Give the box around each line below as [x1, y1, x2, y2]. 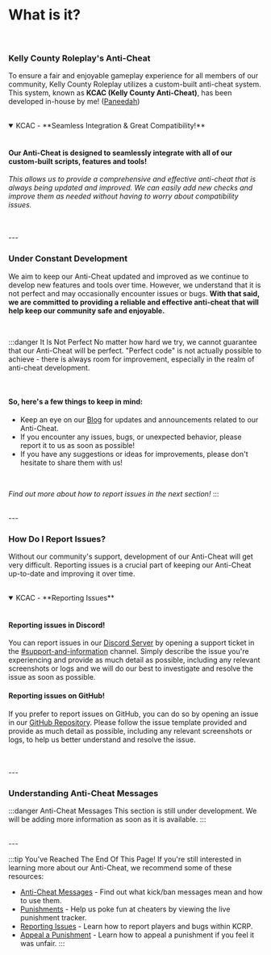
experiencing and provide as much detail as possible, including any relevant [8, 656, 261, 665]
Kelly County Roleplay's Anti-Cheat [8, 52, 151, 64]
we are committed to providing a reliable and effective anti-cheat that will [8, 297, 260, 307]
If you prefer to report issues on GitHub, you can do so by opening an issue [8, 709, 259, 718]
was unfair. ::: [19, 938, 65, 948]
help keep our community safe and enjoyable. [8, 305, 165, 316]
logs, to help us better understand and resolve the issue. [8, 735, 196, 744]
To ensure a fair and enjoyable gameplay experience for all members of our [8, 71, 259, 81]
